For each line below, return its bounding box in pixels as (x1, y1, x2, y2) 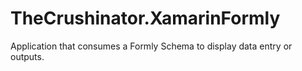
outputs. (10, 50, 45, 62)
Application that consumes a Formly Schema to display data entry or (10, 40, 293, 52)
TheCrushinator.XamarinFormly (10, 7, 281, 30)
